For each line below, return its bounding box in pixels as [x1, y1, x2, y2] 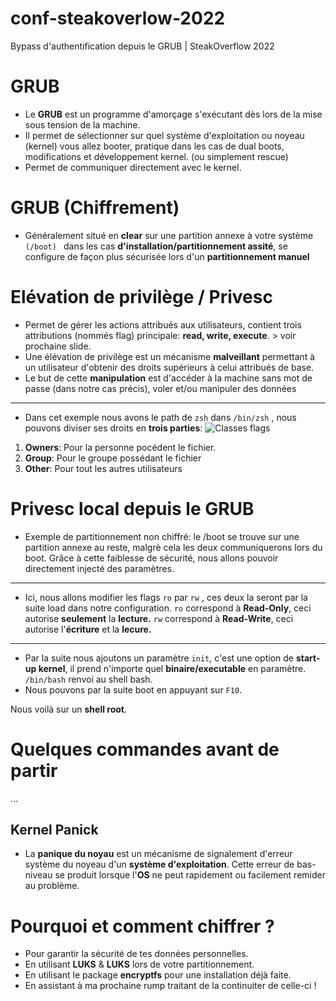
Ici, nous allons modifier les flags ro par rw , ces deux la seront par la [24, 591, 308, 603]
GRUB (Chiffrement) [10, 197, 180, 219]
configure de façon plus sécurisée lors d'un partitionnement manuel [24, 250, 310, 262]
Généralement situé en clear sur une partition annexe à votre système [24, 229, 314, 241]
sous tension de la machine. [24, 118, 141, 131]
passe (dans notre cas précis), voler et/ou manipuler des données [24, 382, 297, 394]
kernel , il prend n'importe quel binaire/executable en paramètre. [38, 662, 307, 674]
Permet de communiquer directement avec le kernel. [24, 161, 242, 173]
